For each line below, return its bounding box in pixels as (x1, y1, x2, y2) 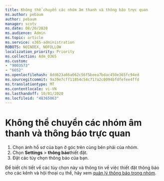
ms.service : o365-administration (5, 40, 75, 45)
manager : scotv (5, 21, 37, 26)
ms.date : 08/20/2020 (5, 26, 48, 31)
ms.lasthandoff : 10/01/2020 (5, 91, 64, 96)
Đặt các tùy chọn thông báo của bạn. (12, 155, 89, 161)
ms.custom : (5, 58, 28, 63)
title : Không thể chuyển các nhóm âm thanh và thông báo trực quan (5, 7, 149, 12)
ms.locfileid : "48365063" (5, 95, 59, 100)
